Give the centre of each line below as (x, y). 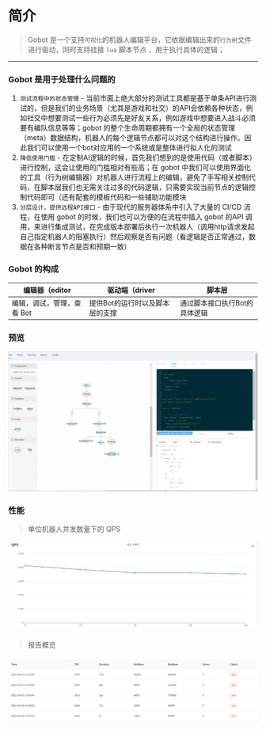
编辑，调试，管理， (43, 303)
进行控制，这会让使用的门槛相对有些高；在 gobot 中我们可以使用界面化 (135, 168)
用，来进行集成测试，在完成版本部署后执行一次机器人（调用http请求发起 (137, 227)
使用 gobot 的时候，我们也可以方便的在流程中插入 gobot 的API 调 (146, 217)
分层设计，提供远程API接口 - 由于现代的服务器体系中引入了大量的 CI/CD (131, 207)
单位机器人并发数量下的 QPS (74, 529)
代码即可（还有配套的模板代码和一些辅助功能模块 (106, 197)
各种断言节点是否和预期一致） (82, 247)
